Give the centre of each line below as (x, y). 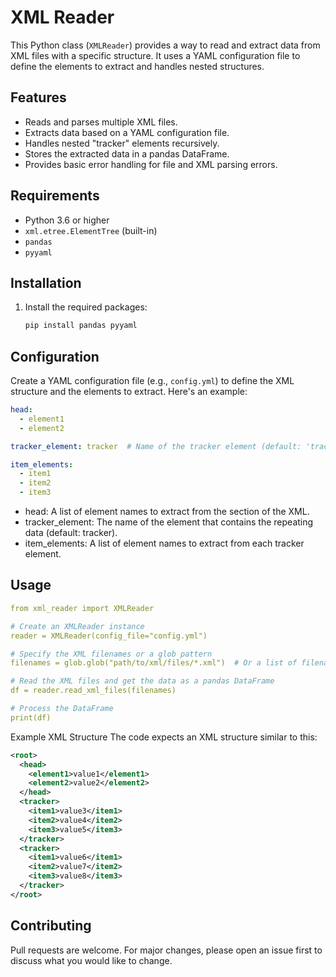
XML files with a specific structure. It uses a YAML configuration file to (155, 55)
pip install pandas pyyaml (81, 326)
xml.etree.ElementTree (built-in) (91, 230)
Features (38, 97)
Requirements (55, 196)
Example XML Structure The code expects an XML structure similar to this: (164, 737)
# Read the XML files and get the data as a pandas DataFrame (142, 681)
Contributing (51, 926)
